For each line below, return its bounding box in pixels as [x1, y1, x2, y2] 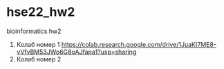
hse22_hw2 [6, 4, 75, 20]
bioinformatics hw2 [6, 27, 62, 35]
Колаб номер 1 [16, 40, 60, 48]
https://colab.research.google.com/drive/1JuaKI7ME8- [61, 40, 217, 48]
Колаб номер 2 [16, 55, 62, 63]
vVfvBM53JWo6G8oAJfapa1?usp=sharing [16, 48, 137, 56]
